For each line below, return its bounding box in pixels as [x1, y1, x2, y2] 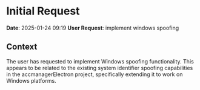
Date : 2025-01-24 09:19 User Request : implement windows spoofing [6, 24, 179, 31]
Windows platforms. [6, 77, 56, 84]
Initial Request [6, 4, 80, 18]
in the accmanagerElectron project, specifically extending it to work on [6, 71, 183, 78]
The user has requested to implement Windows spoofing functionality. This [6, 57, 194, 65]
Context [6, 42, 38, 52]
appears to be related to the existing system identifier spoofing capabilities [6, 64, 193, 71]
